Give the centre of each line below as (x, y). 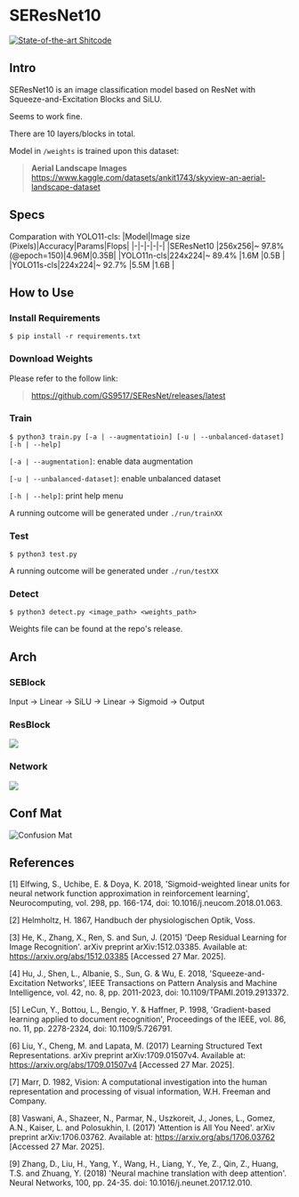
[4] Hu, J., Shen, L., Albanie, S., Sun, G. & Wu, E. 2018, (109, 974)
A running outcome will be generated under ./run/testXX (114, 571)
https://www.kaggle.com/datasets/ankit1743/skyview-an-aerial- (148, 177)
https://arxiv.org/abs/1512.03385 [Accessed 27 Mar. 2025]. (118, 957)
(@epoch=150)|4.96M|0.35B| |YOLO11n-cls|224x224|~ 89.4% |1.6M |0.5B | (147, 255)
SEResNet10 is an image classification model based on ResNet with (133, 89)
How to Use (42, 292)
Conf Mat (36, 814)
